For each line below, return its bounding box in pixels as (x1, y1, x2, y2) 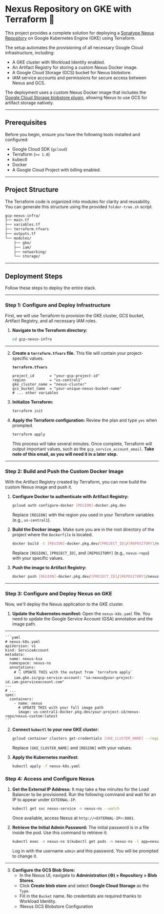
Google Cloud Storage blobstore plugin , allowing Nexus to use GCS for (5, 94, 147, 101)
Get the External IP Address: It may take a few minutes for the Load (12, 787, 149, 792)
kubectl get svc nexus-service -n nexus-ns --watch (12, 806, 120, 811)
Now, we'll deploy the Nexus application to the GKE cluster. (5, 601, 124, 607)
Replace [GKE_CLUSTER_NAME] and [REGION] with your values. (12, 745, 132, 751)
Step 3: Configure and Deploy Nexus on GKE (5, 590, 112, 597)
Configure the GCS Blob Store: (12, 867, 76, 873)
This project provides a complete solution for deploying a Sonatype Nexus (5, 30, 154, 36)
